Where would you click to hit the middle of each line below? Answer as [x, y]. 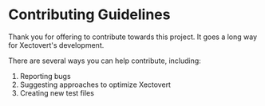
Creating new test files [57, 92]
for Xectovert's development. [56, 45]
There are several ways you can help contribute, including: [105, 61]
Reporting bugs [45, 76]
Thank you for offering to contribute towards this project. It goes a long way [133, 37]
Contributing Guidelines [89, 15]
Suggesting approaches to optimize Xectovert [95, 84]
